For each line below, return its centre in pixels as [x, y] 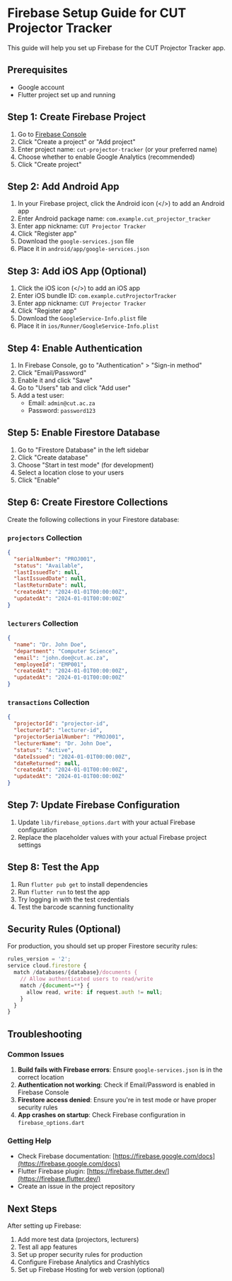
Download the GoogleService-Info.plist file [82, 318]
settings [29, 845]
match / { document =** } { [55, 985]
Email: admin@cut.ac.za [62, 403]
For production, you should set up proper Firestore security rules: [103, 946]
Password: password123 [62, 410]
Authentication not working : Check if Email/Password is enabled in [116, 1085]
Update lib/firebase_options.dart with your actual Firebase [106, 822]
